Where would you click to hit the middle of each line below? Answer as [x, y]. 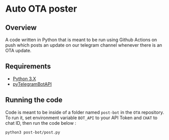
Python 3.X [24, 79]
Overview [21, 28]
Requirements [28, 66]
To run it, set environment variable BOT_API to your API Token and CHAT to [81, 118]
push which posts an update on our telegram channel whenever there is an [84, 45]
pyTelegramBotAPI [32, 84]
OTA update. [18, 50]
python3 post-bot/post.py [33, 132]
